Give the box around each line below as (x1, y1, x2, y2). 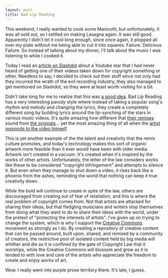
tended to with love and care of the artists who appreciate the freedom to (5, 252, 157, 258)
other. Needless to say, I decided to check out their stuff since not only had (5, 73, 160, 79)
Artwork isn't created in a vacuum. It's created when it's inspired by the (5, 151, 153, 157)
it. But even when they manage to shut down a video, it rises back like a (5, 167, 153, 173)
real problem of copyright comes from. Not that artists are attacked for (5, 198, 151, 204)
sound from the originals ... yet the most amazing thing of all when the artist (5, 120, 160, 126)
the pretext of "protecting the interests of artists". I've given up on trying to (5, 214, 159, 220)
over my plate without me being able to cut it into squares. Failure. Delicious (5, 42, 162, 48)
